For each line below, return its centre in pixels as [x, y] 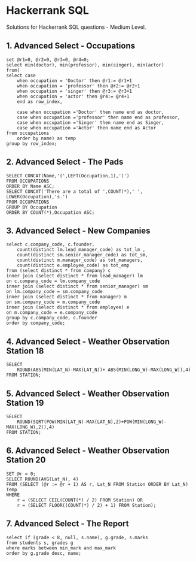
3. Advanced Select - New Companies [78, 230]
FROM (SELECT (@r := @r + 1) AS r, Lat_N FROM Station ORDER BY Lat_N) [97, 484]
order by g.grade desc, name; [44, 553]
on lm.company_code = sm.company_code [54, 292]
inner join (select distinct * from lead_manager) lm [75, 276]
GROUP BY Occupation [32, 207]
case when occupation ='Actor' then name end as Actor [87, 128]
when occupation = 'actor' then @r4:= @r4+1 [73, 96]
